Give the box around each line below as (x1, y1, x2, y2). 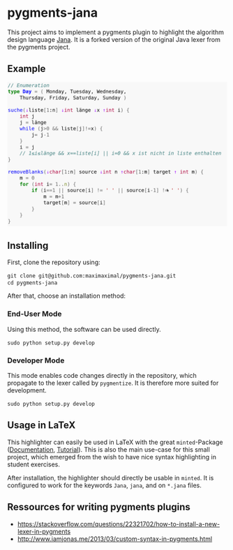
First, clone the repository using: (7, 258, 101, 266)
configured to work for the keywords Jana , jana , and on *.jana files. (7, 481, 202, 489)
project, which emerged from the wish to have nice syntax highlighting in (7, 452, 216, 461)
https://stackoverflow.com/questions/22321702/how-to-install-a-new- (17, 519, 220, 528)
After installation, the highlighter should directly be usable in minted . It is (7, 473, 214, 482)
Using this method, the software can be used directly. (7, 325, 162, 333)
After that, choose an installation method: (7, 291, 126, 300)
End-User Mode (7, 309, 62, 319)
